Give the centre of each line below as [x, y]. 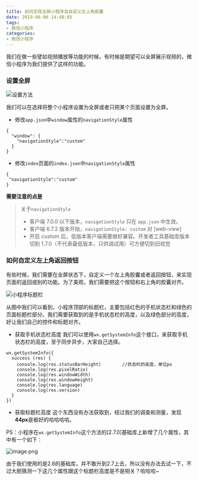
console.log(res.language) [50, 385]
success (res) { [31, 358]
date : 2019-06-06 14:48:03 [39, 17]
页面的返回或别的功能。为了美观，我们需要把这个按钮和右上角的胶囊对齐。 [96, 282]
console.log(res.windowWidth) [54, 375]
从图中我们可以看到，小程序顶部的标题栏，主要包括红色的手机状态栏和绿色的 [99, 307]
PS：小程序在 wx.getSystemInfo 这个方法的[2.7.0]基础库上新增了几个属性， [95, 432]
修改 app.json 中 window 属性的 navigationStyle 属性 [74, 120]
